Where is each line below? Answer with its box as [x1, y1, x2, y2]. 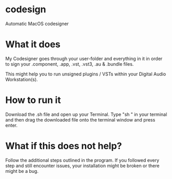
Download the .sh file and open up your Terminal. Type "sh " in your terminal [5, 111, 167, 117]
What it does [5, 38, 61, 50]
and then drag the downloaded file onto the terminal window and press [5, 116, 156, 123]
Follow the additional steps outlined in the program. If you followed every [5, 157, 160, 163]
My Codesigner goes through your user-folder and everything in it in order [5, 55, 163, 62]
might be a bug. [5, 168, 39, 174]
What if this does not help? [5, 140, 122, 152]
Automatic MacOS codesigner [5, 21, 69, 27]
